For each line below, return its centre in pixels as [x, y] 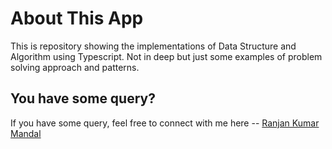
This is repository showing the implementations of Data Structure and [153, 46]
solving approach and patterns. [75, 67]
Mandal [26, 133]
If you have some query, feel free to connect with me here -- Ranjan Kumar [165, 123]
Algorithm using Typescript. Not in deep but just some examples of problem [166, 56]
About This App [77, 18]
